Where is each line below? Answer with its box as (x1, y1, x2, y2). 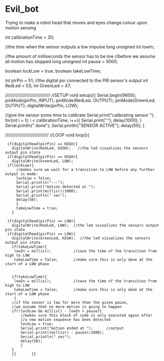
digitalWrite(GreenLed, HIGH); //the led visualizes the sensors (11, 236, 151, 241)
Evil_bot (5, 3, 39, 15)
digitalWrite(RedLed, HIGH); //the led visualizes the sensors (11, 145, 148, 150)
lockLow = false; (16, 175, 52, 181)
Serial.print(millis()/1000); (16, 189, 78, 193)
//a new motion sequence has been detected (20, 317, 111, 322)
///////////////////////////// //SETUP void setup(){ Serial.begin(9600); (5, 92, 137, 98)
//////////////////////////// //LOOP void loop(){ (5, 132, 89, 138)
